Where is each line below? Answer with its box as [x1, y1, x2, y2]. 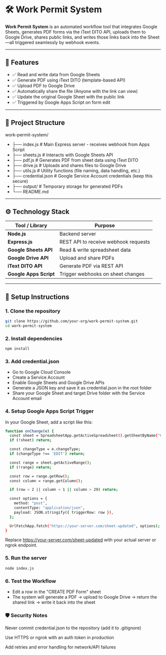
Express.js [7, 238, 33, 245]
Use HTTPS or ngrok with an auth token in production [5, 635, 115, 641]
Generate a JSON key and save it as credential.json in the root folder [12, 385, 152, 391]
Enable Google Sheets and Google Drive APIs [12, 380, 105, 386]
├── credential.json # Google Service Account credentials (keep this [12, 173, 153, 178]
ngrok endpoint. [5, 542, 38, 548]
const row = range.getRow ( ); [9, 474, 70, 479]
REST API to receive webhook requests [59, 238, 150, 245]
